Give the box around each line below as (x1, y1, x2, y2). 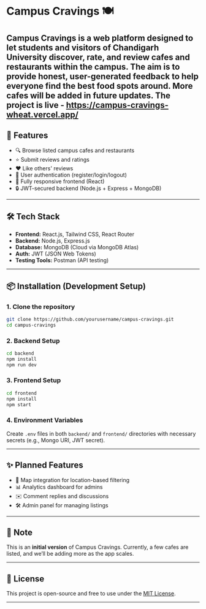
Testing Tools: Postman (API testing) (15, 257, 109, 264)
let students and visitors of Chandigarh (6, 42, 159, 53)
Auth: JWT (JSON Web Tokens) (15, 250, 96, 257)
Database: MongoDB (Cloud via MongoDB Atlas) (15, 244, 139, 251)
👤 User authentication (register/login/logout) (15, 172, 128, 179)
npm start (6, 401, 32, 407)
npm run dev (6, 361, 37, 368)
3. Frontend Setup (6, 376, 61, 385)
